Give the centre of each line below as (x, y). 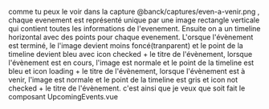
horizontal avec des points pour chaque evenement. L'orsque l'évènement (131, 37)
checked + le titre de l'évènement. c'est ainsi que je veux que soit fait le (127, 88)
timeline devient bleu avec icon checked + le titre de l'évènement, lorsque (130, 54)
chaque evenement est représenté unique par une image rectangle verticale (134, 20)
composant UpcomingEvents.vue (63, 97)
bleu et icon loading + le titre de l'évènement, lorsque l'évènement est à (127, 71)
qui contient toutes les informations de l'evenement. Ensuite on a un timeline (134, 28)
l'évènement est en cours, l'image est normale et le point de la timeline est (131, 63)
